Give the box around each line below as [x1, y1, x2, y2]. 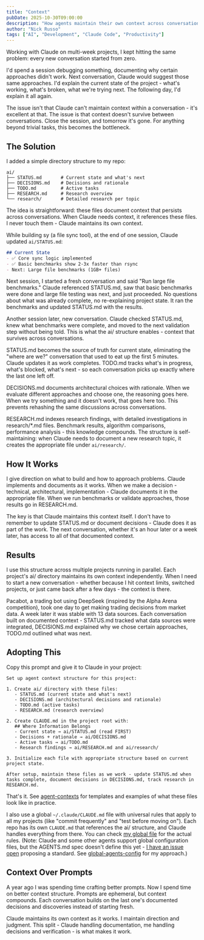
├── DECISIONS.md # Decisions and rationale [6, 180, 129, 186]
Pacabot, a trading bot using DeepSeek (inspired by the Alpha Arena [6, 598, 177, 605]
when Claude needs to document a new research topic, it [38, 435, 182, 442]
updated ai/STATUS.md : [6, 238, 63, 245]
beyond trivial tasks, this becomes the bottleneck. [6, 124, 131, 131]
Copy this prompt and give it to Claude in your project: [6, 663, 142, 671]
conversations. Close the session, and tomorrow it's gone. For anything [6, 117, 185, 125]
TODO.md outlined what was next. [6, 630, 92, 637]
